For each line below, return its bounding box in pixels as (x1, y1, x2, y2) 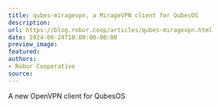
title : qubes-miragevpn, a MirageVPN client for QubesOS (8, 11, 199, 20)
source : (8, 70, 34, 77)
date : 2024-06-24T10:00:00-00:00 (8, 33, 118, 41)
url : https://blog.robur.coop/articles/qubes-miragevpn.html (8, 26, 213, 34)
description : (8, 19, 51, 27)
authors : (8, 56, 37, 63)
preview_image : (8, 41, 58, 49)
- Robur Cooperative (8, 63, 76, 70)
